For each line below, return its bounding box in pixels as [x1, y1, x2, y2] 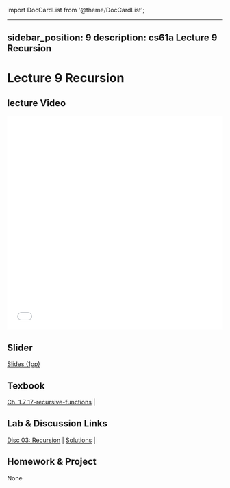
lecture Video [7, 97, 66, 109]
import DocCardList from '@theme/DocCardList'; [7, 6, 145, 14]
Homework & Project [7, 456, 97, 467]
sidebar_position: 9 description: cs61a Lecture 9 [7, 32, 218, 44]
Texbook [7, 380, 45, 391]
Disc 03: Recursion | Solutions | [7, 436, 96, 444]
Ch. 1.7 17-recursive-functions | [7, 398, 96, 407]
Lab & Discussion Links [7, 418, 108, 430]
